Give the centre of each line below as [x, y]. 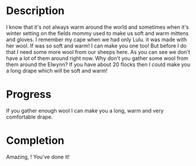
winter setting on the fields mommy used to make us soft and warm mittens [97, 33]
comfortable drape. [29, 117]
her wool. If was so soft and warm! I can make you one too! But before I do [97, 46]
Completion [35, 140]
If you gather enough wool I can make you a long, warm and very [85, 110]
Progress [29, 94]
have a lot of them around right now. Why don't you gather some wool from [97, 58]
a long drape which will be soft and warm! [57, 70]
